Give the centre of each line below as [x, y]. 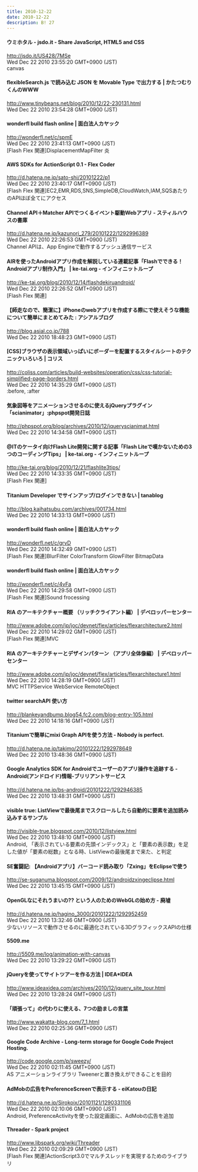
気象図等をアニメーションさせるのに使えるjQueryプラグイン [80, 405]
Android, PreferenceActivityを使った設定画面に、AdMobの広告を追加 [90, 1115]
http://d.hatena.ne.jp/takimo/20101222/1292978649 [69, 748]
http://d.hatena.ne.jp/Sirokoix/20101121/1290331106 [69, 1102]
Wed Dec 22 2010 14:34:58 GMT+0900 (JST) [62, 432]
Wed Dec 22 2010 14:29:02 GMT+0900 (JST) [62, 632]
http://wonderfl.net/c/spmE [40, 137]
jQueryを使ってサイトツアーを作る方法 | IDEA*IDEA [70, 975]
